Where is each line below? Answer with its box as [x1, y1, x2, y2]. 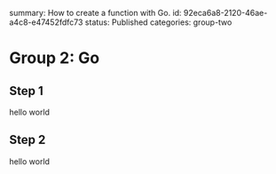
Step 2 [9, 132, 46, 147]
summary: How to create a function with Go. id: [9, 8, 182, 18]
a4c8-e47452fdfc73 [9, 17, 83, 28]
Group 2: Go [9, 48, 100, 68]
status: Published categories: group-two [84, 17, 233, 28]
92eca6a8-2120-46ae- [183, 8, 268, 18]
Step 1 [9, 83, 44, 99]
